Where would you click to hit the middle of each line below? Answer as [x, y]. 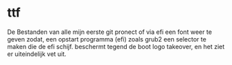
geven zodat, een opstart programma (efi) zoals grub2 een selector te [107, 39]
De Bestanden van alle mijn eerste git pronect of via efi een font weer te [110, 32]
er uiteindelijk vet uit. [37, 54]
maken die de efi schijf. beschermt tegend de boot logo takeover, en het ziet [116, 46]
